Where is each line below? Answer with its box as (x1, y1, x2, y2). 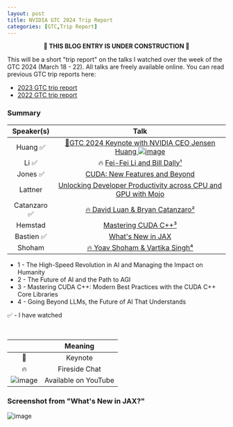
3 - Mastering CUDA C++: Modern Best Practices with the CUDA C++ (17, 282, 216, 291)
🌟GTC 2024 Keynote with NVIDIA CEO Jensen (64, 138, 216, 148)
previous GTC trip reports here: (7, 70, 96, 78)
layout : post (7, 10, 45, 17)
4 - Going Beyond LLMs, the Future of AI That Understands (17, 297, 187, 306)
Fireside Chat (58, 364, 102, 374)
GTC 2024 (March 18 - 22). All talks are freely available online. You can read (7, 63, 225, 71)
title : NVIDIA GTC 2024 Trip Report (7, 17, 113, 24)
